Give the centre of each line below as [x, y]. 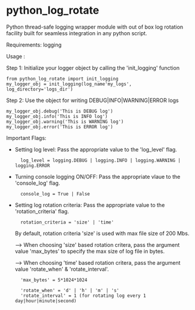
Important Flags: [26, 138]
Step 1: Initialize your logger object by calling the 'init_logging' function [93, 68]
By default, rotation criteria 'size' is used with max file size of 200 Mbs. [102, 233]
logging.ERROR [32, 165]
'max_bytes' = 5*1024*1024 [54, 280]
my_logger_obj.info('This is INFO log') [57, 116]
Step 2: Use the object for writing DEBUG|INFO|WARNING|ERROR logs [92, 100]
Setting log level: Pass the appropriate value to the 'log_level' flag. [96, 149]
